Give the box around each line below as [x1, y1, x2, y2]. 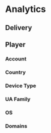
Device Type [5, 82, 36, 89]
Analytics [5, 3, 46, 15]
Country [5, 68, 26, 75]
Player [5, 40, 26, 48]
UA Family [5, 95, 31, 102]
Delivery [5, 23, 32, 32]
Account [5, 55, 26, 62]
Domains [5, 122, 27, 129]
